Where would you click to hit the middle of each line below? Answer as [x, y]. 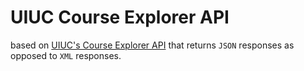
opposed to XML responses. [66, 55]
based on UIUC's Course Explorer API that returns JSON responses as [152, 45]
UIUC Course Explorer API [120, 17]
